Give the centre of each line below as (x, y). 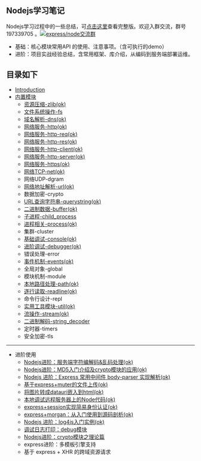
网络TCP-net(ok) (44, 171)
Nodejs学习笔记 (36, 11)
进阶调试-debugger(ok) (53, 246)
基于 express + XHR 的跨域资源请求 (67, 451)
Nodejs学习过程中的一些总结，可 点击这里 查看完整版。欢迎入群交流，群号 (96, 26)
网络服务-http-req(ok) (51, 134)
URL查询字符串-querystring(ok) (63, 201)
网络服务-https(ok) (47, 164)
